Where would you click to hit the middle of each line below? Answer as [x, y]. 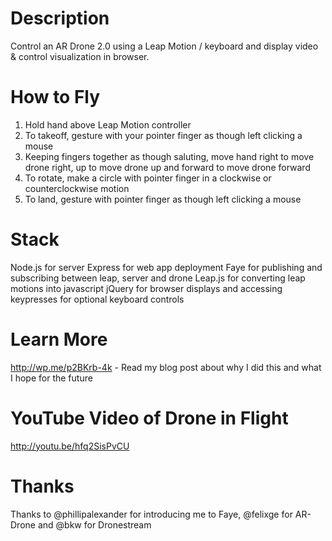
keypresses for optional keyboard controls [97, 299]
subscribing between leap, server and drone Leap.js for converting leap [158, 278]
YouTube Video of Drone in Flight [149, 418]
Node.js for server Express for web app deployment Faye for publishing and [166, 267]
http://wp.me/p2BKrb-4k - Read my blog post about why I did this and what [166, 367]
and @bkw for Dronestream [94, 524]
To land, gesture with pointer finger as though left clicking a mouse [163, 199]
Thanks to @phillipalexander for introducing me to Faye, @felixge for [151, 514]
